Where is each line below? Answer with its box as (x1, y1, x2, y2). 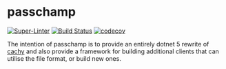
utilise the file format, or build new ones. (7, 54, 122, 62)
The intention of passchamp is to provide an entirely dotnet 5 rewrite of (7, 40, 209, 48)
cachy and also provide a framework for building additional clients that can (7, 47, 219, 55)
